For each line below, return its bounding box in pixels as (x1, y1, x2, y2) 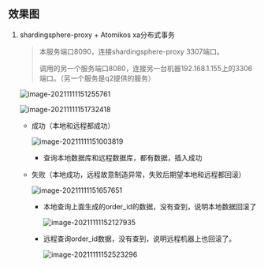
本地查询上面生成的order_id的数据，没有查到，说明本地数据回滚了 (43, 201, 257, 211)
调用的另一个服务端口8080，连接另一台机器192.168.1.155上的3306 (39, 63, 253, 73)
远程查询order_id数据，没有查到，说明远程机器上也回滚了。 (43, 234, 236, 243)
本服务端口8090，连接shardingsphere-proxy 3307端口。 (39, 47, 224, 56)
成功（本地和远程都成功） (31, 121, 115, 130)
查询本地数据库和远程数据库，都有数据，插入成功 (43, 152, 203, 162)
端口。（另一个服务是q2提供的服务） (39, 73, 155, 83)
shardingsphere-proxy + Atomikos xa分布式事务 (19, 30, 176, 39)
